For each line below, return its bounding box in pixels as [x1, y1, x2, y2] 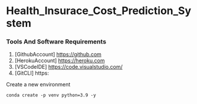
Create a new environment [6, 81, 71, 88]
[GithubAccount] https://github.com [14, 51, 102, 58]
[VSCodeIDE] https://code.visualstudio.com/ [14, 63, 123, 71]
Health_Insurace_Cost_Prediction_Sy [6, 4, 192, 18]
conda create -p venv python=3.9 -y [6, 92, 96, 98]
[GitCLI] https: [14, 69, 49, 77]
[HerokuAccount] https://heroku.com [14, 57, 105, 64]
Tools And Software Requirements [6, 38, 107, 46]
